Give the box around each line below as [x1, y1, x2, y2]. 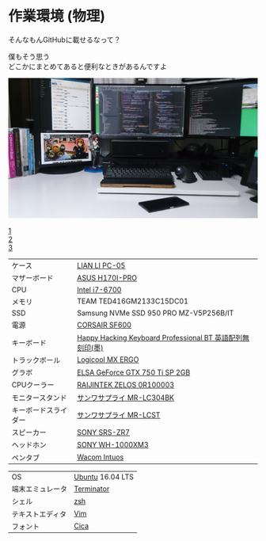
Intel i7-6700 [76, 284, 122, 294]
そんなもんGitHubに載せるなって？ [8, 35, 121, 44]
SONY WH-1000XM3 [76, 440, 149, 449]
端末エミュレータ [11, 484, 67, 493]
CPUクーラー [11, 380, 55, 390]
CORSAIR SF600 [76, 320, 132, 330]
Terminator [74, 484, 110, 493]
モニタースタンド [11, 393, 67, 402]
